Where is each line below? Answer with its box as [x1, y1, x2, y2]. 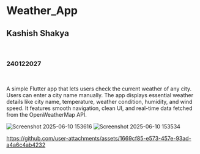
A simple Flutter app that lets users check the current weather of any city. [6, 85, 192, 92]
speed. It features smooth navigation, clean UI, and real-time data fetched [6, 105, 193, 112]
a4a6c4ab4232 [6, 141, 46, 148]
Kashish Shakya [6, 28, 69, 38]
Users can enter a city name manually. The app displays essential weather [6, 92, 194, 99]
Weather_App [6, 4, 78, 18]
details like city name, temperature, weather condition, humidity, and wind [6, 98, 193, 106]
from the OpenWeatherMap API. [6, 111, 87, 119]
